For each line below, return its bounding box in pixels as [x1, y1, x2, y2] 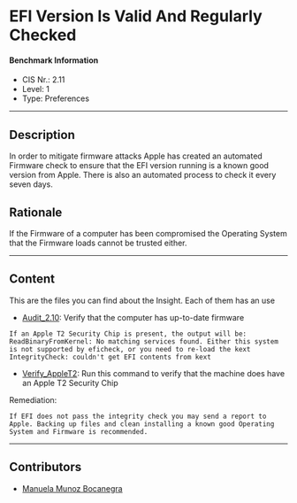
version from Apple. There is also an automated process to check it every [9, 170, 277, 181]
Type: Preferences [21, 93, 90, 104]
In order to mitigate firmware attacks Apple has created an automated [9, 151, 263, 161]
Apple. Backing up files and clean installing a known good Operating [9, 419, 275, 429]
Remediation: [9, 394, 57, 405]
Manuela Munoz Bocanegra [21, 483, 123, 493]
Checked [9, 25, 77, 45]
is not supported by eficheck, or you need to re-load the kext [9, 344, 251, 353]
